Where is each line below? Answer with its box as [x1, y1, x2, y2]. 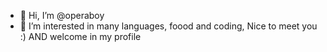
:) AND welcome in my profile [19, 31, 142, 42]
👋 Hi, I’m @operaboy [19, 10, 105, 21]
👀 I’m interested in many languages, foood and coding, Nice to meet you [19, 20, 318, 32]
